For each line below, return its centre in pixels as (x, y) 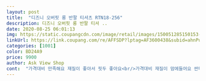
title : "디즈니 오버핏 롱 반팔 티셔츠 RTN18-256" (65, 18)
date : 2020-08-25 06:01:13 (41, 29)
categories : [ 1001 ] (31, 46)
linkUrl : (17, 40)
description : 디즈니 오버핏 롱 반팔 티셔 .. (57, 23)
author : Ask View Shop (35, 63)
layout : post (23, 12)
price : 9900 (21, 57)
